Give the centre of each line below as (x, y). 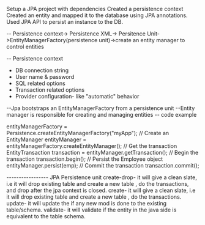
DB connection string (42, 70)
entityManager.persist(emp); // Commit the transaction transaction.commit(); (103, 165)
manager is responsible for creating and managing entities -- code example (102, 115)
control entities (25, 46)
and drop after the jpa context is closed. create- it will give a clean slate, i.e (101, 190)
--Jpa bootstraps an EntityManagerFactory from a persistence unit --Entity (101, 108)
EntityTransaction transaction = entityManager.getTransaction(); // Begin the (102, 153)
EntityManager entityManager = (47, 139)
